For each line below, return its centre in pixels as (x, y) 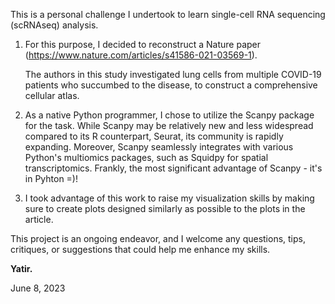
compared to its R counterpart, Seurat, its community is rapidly (154, 136)
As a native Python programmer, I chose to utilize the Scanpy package (169, 115)
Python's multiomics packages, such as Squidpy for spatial (146, 157)
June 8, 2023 (38, 288)
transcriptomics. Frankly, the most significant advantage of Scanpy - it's (173, 168)
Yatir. (21, 268)
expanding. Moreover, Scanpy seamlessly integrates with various (159, 147)
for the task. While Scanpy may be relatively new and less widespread (169, 125)
